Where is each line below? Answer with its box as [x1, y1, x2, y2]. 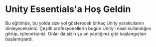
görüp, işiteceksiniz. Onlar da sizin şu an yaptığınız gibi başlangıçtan [5, 30, 146, 36]
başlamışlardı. [5, 36, 34, 42]
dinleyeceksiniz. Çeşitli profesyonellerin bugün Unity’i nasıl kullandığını [5, 25, 151, 31]
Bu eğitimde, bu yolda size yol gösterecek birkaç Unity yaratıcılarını [5, 20, 144, 26]
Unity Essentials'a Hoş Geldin [5, 3, 131, 15]
